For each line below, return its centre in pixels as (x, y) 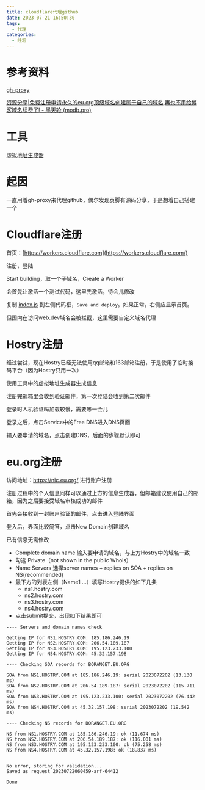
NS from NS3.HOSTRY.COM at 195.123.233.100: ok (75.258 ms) (85, 745)
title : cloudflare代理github (42, 12)
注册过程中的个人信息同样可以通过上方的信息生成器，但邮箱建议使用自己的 (100, 493)
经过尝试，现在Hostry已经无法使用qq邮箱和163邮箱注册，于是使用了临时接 (100, 362)
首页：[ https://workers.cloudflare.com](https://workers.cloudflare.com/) (97, 252)
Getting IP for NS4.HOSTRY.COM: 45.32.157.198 (67, 654)
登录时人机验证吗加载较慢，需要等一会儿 (57, 409)
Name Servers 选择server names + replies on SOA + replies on (94, 568)
